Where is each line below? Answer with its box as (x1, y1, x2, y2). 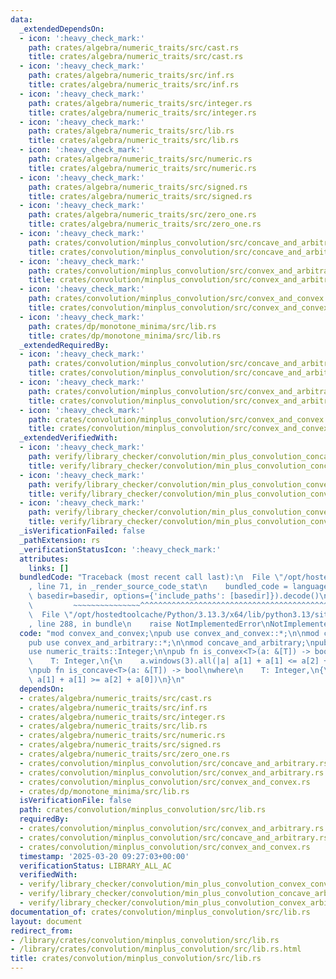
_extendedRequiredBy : (19, 340, 110, 350)
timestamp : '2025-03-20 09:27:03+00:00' (19, 851, 190, 861)
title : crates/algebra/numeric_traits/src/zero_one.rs (28, 219, 262, 230)
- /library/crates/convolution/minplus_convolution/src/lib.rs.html (10, 944, 302, 955)
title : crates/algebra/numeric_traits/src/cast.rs (28, 52, 244, 62)
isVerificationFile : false (19, 796, 132, 806)
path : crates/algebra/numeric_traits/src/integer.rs (28, 98, 253, 108)
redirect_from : (10, 926, 74, 936)
